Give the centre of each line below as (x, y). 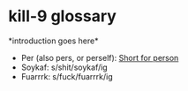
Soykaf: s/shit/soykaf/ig (64, 67)
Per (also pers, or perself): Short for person (100, 57)
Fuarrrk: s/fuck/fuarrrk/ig (67, 76)
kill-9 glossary (62, 16)
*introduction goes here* (53, 41)
